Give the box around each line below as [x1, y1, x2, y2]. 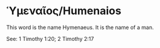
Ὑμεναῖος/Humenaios [6, 4, 122, 18]
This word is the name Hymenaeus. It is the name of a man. [6, 24, 154, 31]
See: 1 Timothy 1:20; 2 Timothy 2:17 [6, 35, 94, 42]
